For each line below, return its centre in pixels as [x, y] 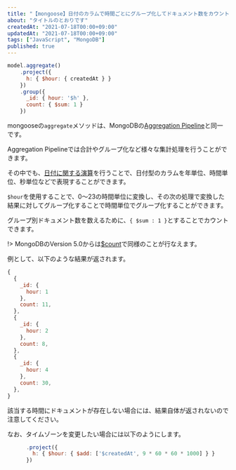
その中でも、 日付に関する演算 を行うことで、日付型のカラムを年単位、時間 [115, 173]
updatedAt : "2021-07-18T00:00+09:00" [63, 33]
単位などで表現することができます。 [78, 182]
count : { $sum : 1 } [54, 105]
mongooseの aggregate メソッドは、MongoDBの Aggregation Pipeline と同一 [115, 126]
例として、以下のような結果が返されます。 [68, 259]
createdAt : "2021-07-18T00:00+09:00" [63, 27]
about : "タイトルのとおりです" [48, 20]
